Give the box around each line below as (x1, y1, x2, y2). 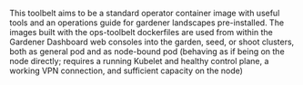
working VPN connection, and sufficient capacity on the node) (9, 65, 244, 76)
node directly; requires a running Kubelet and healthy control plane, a (9, 56, 269, 66)
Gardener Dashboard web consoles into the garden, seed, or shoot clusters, (9, 36, 295, 47)
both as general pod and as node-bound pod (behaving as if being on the (9, 46, 285, 57)
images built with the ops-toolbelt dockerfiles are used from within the (9, 27, 273, 37)
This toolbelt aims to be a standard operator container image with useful (9, 8, 280, 18)
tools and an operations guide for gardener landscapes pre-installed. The (9, 17, 285, 28)
